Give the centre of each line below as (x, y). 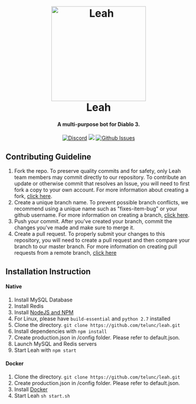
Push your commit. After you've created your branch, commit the (93, 222)
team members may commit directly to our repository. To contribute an (100, 177)
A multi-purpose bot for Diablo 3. (99, 124)
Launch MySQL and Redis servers (55, 344)
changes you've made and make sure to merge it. (74, 227)
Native (14, 287)
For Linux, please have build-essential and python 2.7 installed (92, 318)
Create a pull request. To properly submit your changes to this (89, 234)
